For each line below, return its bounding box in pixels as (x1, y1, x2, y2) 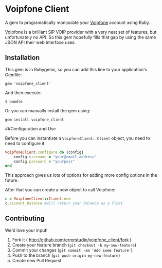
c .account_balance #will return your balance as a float (5, 201, 123, 206)
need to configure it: (5, 140, 46, 146)
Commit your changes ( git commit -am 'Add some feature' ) (12, 247, 133, 253)
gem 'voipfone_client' (5, 81, 51, 86)
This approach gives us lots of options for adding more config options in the (5, 172, 158, 178)
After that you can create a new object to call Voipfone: (5, 187, 116, 193)
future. (5, 177, 18, 184)
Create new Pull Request (12, 257, 62, 263)
